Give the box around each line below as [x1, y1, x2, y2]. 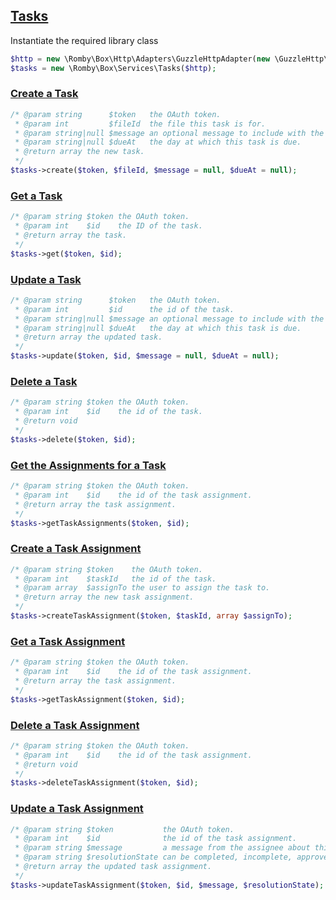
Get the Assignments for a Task [10, 458, 167, 472]
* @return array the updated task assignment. [14, 862, 213, 872]
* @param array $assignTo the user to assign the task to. [14, 583, 271, 593]
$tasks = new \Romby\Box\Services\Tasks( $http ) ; [10, 63, 217, 73]
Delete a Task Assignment [10, 718, 140, 732]
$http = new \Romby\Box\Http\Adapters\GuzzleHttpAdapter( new [10, 54, 271, 64]
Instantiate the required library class [10, 34, 159, 46]
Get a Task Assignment [10, 634, 126, 648]
